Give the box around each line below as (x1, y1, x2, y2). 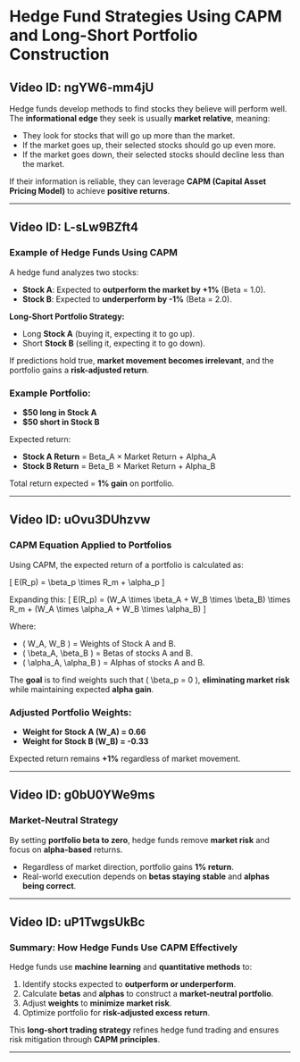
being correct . (21, 880, 77, 891)
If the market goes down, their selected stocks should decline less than (21, 149, 285, 160)
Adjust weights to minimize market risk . (21, 998, 172, 1008)
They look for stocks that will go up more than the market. (21, 130, 236, 140)
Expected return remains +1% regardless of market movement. (9, 753, 241, 764)
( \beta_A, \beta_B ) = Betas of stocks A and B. (21, 648, 194, 658)
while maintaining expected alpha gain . (9, 683, 154, 694)
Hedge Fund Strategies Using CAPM (9, 6, 283, 27)
